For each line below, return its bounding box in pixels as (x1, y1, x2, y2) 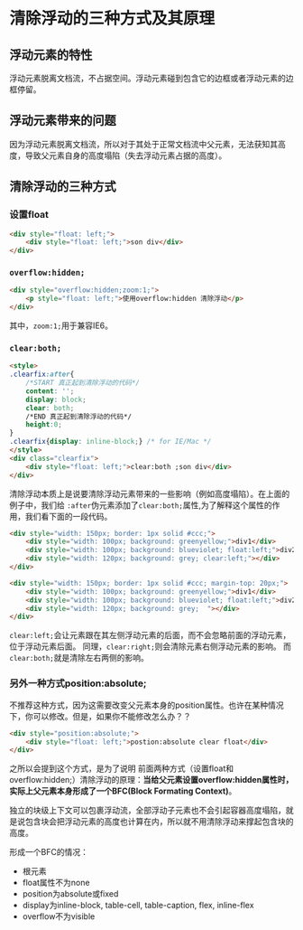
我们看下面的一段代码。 (24, 511, 113, 521)
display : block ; (25, 395, 87, 404)
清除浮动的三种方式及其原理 (9, 8, 216, 29)
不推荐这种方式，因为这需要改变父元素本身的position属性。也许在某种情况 (9, 700, 284, 710)
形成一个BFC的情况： (9, 847, 88, 858)
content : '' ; (25, 386, 75, 396)
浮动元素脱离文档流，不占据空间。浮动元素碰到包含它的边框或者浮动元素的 (9, 73, 286, 83)
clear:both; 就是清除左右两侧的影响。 (9, 653, 149, 663)
